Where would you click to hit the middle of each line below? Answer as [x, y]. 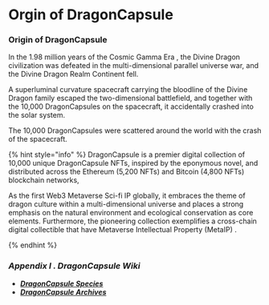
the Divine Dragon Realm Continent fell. [73, 74]
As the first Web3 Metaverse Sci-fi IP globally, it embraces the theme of [127, 196]
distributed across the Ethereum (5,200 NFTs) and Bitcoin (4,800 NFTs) [126, 172]
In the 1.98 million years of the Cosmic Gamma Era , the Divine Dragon [124, 57]
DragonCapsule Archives [63, 292]
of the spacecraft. [38, 139]
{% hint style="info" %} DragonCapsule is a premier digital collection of [127, 155]
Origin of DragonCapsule [58, 40]
